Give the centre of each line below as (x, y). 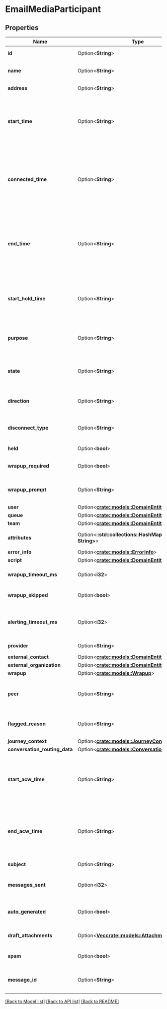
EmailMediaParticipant (53, 9)
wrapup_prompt (27, 490)
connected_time (27, 179)
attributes (19, 538)
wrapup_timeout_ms (32, 574)
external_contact (28, 657)
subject (17, 864)
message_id (22, 980)
